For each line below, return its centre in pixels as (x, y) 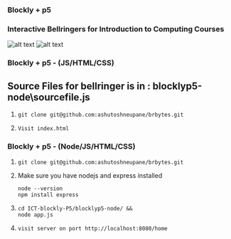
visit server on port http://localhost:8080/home (93, 229)
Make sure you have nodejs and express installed (90, 176)
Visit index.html (43, 128)
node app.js (35, 215)
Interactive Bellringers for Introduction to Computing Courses (116, 28)
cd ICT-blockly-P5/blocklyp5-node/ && (75, 209)
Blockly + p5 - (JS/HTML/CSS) (61, 63)
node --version (40, 189)
